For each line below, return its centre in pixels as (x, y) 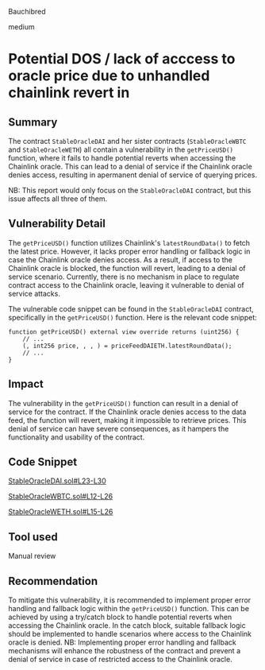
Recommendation (53, 581)
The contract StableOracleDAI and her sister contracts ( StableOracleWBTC (127, 141)
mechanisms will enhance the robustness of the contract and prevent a (124, 651)
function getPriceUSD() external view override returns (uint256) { (124, 332)
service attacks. (35, 293)
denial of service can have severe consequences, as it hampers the (119, 428)
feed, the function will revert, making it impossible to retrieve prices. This (127, 420)
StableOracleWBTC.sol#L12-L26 (61, 497)
